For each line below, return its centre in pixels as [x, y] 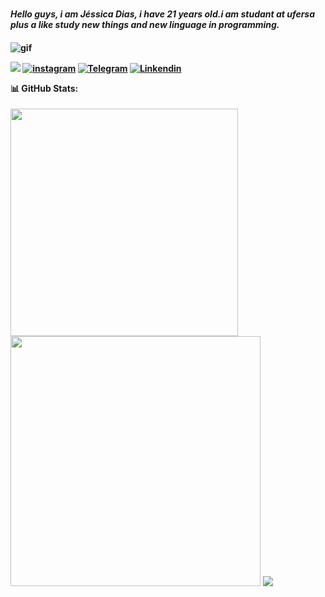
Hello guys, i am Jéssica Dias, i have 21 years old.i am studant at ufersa [163, 14]
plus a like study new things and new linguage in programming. [145, 24]
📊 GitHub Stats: [44, 88]
